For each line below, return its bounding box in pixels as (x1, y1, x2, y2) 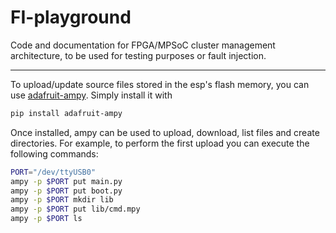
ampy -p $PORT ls (10, 214, 83, 224)
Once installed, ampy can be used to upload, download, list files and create (10, 126, 320, 138)
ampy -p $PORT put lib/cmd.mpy (10, 204, 141, 215)
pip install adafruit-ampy (10, 108, 123, 118)
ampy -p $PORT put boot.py (10, 186, 123, 196)
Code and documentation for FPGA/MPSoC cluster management (10, 39, 276, 51)
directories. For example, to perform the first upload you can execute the (10, 137, 310, 149)
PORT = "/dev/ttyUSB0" (10, 167, 97, 177)
